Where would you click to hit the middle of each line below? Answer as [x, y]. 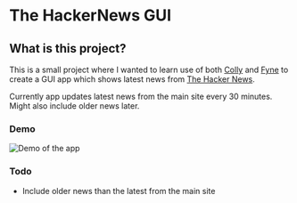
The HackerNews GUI [91, 16]
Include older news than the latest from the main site [119, 191]
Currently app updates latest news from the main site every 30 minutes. [141, 96]
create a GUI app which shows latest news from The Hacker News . [132, 79]
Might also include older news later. [74, 106]
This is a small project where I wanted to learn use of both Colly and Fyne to [149, 69]
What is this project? [68, 49]
